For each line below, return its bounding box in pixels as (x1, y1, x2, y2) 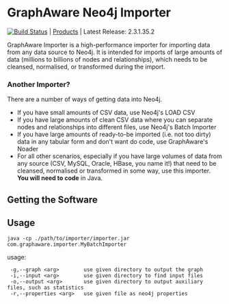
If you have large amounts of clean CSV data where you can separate (16, 116, 213, 124)
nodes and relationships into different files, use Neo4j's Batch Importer (16, 123, 217, 131)
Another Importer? (7, 79, 70, 89)
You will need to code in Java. (16, 174, 103, 182)
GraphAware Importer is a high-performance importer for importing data (7, 40, 211, 49)
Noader (16, 145, 39, 153)
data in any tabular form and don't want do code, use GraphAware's (16, 138, 208, 146)
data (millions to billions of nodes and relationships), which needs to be (7, 55, 208, 63)
